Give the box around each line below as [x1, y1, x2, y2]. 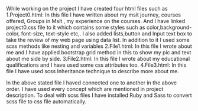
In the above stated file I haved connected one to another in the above [6, 79, 177, 86]
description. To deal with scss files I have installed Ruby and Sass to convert [6, 92, 192, 99]
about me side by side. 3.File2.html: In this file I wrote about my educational [6, 56, 190, 62]
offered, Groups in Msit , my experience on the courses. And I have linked [6, 18, 186, 24]
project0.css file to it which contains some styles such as [6, 24, 145, 31]
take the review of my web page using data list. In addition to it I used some [6, 37, 190, 43]
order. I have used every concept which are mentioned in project [6, 86, 164, 92]
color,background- [146, 24, 192, 31]
